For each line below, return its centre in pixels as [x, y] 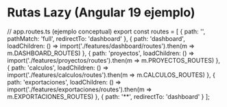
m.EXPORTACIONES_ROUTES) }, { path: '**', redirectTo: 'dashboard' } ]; [109, 96]
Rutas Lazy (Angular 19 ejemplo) [101, 13]
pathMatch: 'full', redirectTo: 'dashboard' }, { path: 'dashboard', [96, 38]
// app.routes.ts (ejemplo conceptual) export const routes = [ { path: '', [106, 31]
